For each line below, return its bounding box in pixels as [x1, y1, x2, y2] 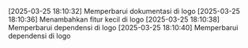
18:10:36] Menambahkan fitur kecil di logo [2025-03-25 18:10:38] [8, 15, 220, 24]
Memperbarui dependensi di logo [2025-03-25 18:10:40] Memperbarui [8, 23, 239, 32]
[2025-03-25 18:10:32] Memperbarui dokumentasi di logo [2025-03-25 [8, 7, 241, 15]
